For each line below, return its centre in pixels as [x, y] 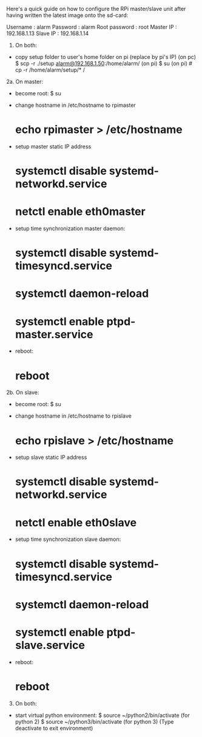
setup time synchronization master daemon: [70, 229]
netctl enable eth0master [80, 212]
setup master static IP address [53, 146]
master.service [54, 334]
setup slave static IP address [51, 457]
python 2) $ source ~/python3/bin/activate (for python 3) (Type [94, 721]
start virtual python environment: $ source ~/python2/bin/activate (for [102, 715]
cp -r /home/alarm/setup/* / [50, 70]
